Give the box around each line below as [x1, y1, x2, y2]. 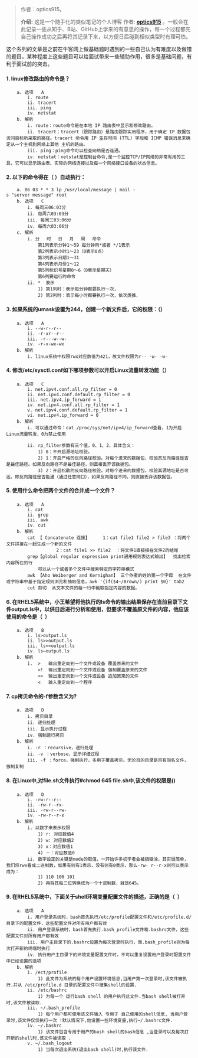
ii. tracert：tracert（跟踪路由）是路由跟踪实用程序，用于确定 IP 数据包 [27, 129, 191, 135]
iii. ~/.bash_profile [27, 1005, 81, 1011]
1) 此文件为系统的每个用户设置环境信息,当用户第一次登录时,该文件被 [37, 975, 183, 982]
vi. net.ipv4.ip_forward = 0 [27, 412, 99, 418]
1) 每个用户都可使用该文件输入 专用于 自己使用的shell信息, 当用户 [37, 1011, 184, 1017]
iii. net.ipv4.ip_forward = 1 [27, 397, 101, 403]
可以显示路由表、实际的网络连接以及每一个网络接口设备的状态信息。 [19, 161, 160, 166]
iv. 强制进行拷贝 [27, 732, 65, 739]
